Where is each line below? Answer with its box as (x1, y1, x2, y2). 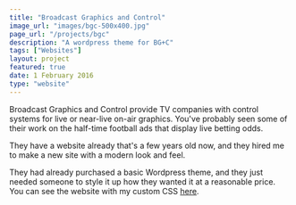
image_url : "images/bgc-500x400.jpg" (9, 21, 150, 30)
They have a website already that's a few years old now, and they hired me (9, 140, 284, 151)
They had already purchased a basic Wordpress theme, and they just (9, 167, 264, 177)
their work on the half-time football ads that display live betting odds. (9, 122, 264, 134)
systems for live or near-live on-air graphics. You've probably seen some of (9, 113, 288, 124)
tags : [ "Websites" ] (9, 46, 82, 55)
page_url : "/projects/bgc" (9, 29, 110, 38)
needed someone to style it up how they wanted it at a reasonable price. (9, 176, 275, 187)
